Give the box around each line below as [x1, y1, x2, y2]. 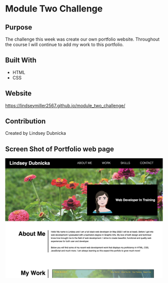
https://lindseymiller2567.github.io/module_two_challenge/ [5, 102, 125, 108]
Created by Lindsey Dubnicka [5, 130, 66, 136]
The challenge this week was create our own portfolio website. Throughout [5, 36, 160, 42]
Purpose [5, 23, 32, 32]
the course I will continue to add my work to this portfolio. [5, 42, 124, 48]
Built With [5, 56, 36, 65]
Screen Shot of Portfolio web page [5, 145, 114, 153]
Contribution [5, 117, 46, 126]
